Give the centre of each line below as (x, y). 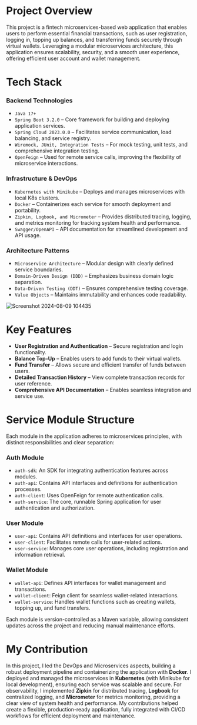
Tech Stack (34, 82)
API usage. (28, 235)
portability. (28, 210)
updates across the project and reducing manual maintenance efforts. (91, 626)
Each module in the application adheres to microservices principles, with (94, 436)
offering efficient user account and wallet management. (74, 58)
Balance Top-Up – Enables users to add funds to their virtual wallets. (98, 358)
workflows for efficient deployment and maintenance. (71, 716)
